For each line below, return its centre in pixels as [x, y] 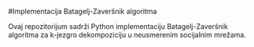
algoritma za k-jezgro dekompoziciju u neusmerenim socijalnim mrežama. [127, 35]
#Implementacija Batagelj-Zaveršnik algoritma [83, 11]
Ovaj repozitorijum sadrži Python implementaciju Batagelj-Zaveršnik [118, 26]
